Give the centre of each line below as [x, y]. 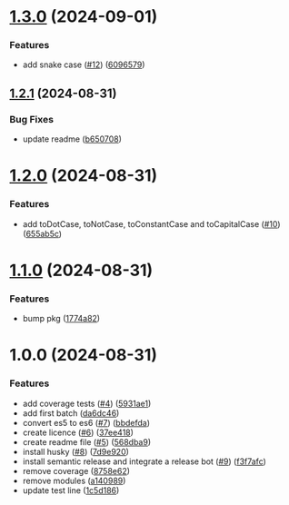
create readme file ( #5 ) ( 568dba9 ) [87, 441]
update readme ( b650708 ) [72, 139]
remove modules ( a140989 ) [74, 480]
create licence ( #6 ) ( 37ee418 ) [78, 432]
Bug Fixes [32, 119]
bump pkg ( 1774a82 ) [61, 319]
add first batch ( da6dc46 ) [71, 413]
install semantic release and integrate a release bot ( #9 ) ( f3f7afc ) [144, 461]
